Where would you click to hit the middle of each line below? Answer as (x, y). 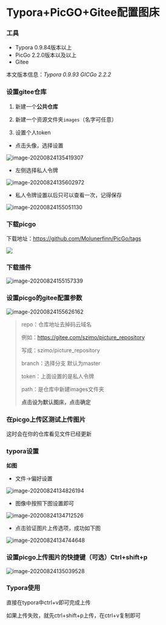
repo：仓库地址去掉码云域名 (56, 324)
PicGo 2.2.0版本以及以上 (46, 55)
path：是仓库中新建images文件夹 (63, 389)
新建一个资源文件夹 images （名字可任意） (66, 119)
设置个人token (33, 132)
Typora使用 (23, 588)
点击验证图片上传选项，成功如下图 (58, 528)
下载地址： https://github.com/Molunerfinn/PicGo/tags (74, 239)
